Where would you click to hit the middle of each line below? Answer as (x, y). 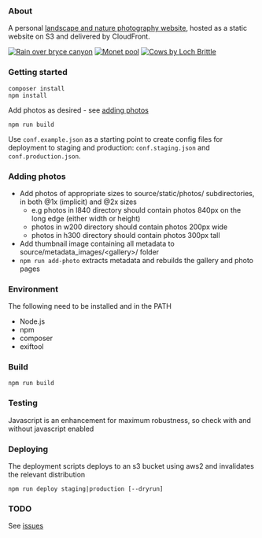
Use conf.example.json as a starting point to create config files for (116, 139)
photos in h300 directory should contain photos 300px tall (125, 235)
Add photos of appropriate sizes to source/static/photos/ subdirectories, (137, 193)
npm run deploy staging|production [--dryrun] (86, 489)
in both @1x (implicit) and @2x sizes (78, 202)
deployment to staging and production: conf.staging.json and (109, 147)
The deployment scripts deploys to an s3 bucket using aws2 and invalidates (131, 466)
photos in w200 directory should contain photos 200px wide (129, 227)
